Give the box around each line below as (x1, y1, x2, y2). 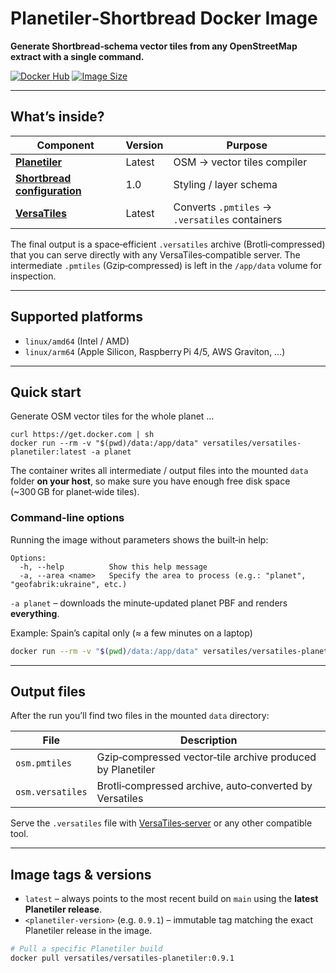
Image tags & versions (10, 866, 152, 883)
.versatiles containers (173, 212, 283, 226)
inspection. (10, 270, 57, 282)
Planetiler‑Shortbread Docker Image (10, 7, 318, 30)
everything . (10, 607, 60, 619)
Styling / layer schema (173, 177, 278, 191)
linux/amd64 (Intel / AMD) (24, 335, 130, 347)
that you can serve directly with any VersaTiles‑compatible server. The (10, 248, 301, 261)
